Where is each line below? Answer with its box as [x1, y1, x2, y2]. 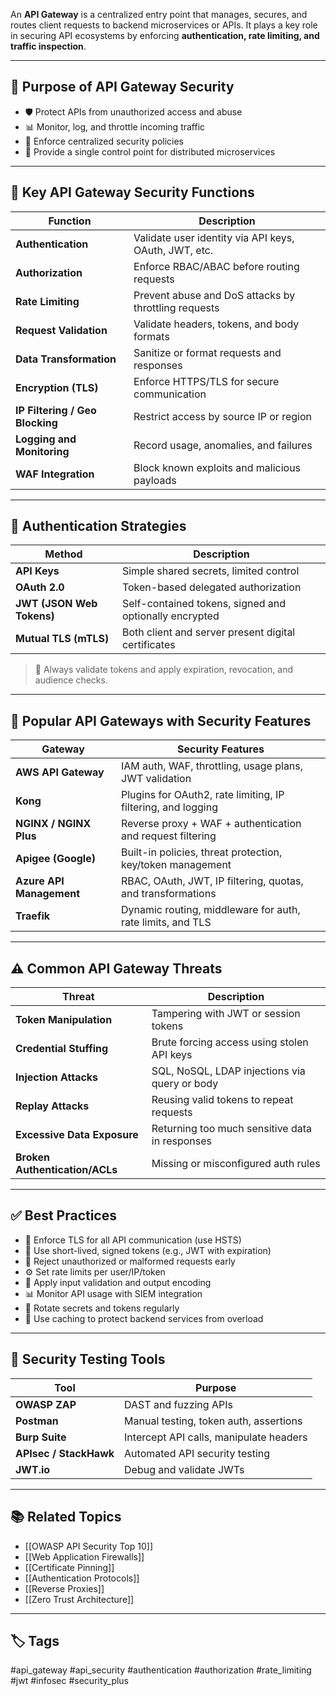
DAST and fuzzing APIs [124, 1397, 233, 1411]
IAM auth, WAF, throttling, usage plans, [121, 759, 304, 773]
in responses [151, 1134, 213, 1148]
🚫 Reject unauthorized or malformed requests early [24, 1255, 236, 1267]
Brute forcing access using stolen [151, 1035, 309, 1049]
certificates [121, 638, 176, 652]
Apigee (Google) [15, 852, 96, 866]
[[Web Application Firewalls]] [24, 1550, 145, 1563]
